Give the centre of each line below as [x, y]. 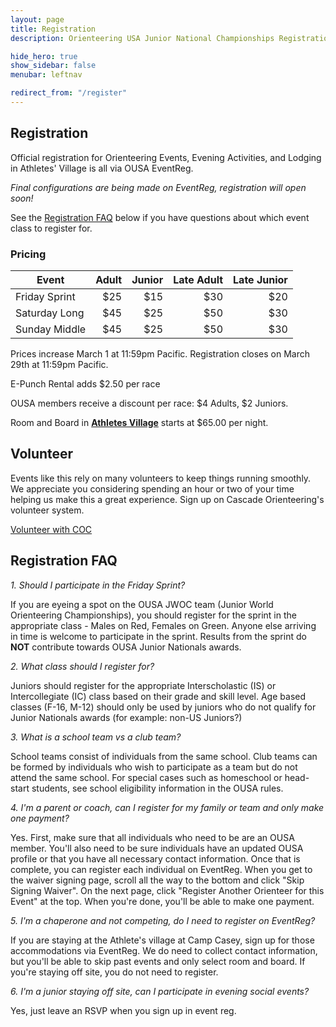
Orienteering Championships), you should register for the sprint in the [153, 615]
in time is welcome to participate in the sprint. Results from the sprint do [158, 636]
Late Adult [198, 279]
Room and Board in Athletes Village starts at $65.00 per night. [139, 422]
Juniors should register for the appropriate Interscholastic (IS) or [143, 685]
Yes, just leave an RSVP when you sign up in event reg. [123, 1010]
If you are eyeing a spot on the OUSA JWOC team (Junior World [142, 604]
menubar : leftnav [46, 75]
